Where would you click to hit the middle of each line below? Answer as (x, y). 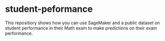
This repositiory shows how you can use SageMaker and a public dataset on (82, 23)
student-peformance (49, 9)
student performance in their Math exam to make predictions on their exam (81, 28)
